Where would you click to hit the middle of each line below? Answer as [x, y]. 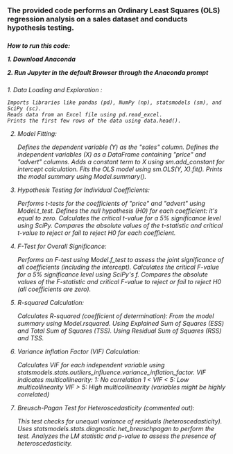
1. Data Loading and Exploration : [55, 90]
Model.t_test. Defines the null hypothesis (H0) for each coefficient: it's [118, 211]
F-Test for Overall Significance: [62, 246]
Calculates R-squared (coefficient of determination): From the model [115, 316]
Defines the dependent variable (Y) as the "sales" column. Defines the [118, 147]
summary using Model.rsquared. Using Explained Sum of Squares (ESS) [120, 324]
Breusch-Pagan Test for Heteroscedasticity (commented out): [106, 408]
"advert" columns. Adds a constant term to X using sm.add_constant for [121, 162]
